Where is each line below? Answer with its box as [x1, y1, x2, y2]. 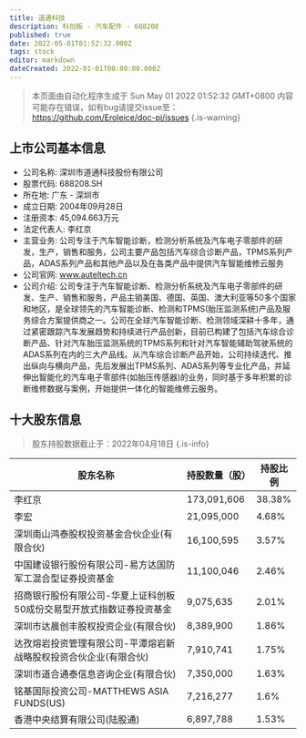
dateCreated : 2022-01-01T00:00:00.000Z [9, 65, 161, 74]
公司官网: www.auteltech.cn [22, 269, 127, 280]
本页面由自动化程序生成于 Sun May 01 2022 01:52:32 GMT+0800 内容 [31, 90, 294, 101]
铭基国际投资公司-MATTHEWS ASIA [14, 684, 169, 697]
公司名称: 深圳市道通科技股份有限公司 [22, 166, 164, 178]
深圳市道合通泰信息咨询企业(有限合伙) [14, 667, 177, 680]
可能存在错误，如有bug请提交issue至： [31, 101, 178, 112]
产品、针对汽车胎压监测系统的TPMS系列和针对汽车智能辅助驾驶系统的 [30, 337, 293, 348]
